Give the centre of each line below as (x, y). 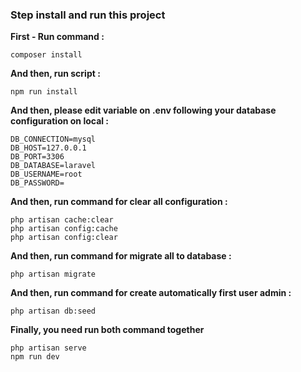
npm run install (44, 92)
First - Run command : (57, 37)
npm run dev (35, 357)
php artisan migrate (53, 274)
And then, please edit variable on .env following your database (143, 110)
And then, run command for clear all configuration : (119, 202)
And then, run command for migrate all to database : (121, 256)
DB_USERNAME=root (46, 174)
